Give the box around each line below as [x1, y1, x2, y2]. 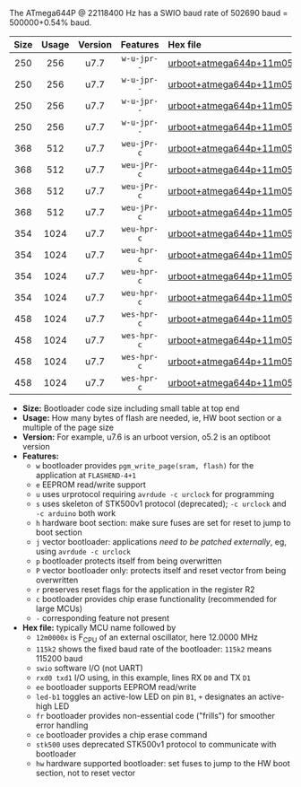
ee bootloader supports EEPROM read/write [35, 681, 197, 692]
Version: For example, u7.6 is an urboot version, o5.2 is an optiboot [21, 432, 271, 442]
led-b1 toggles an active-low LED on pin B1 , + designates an [35, 691, 257, 702]
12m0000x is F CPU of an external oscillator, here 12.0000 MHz [35, 632, 258, 644]
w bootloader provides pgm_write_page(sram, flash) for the [35, 460, 254, 470]
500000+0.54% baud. [9, 17, 92, 28]
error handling [35, 720, 89, 730]
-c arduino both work [35, 508, 116, 519]
